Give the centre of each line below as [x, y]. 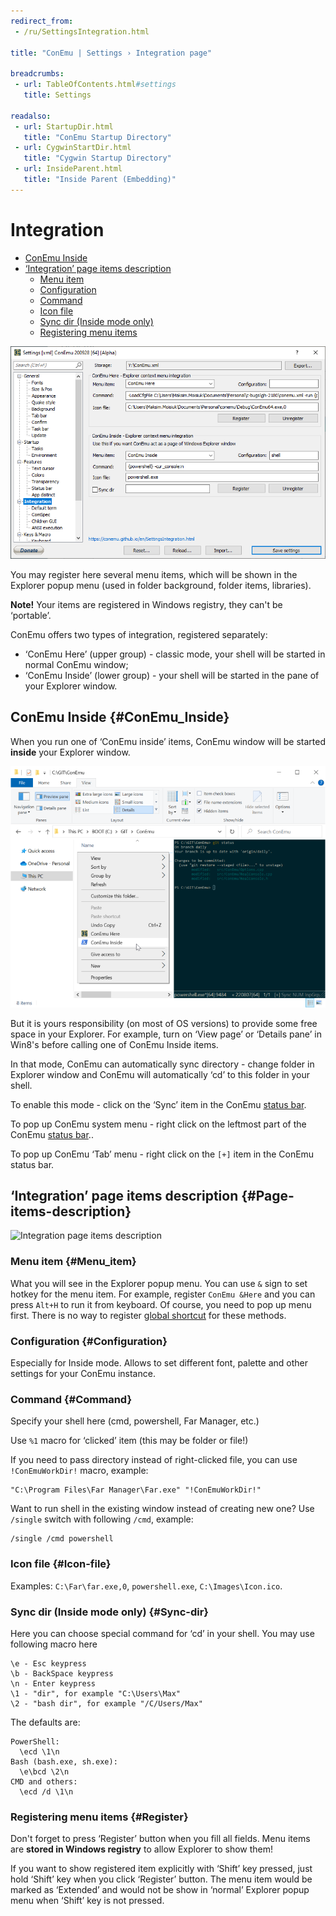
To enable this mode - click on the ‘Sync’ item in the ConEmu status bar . [158, 1104]
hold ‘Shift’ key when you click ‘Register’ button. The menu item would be [161, 1879]
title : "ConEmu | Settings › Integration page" [111, 53]
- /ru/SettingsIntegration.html [82, 31]
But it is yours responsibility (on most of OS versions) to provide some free [164, 1023]
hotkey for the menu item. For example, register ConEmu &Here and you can [163, 1294]
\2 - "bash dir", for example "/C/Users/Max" [106, 1703]
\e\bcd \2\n [44, 1771]
